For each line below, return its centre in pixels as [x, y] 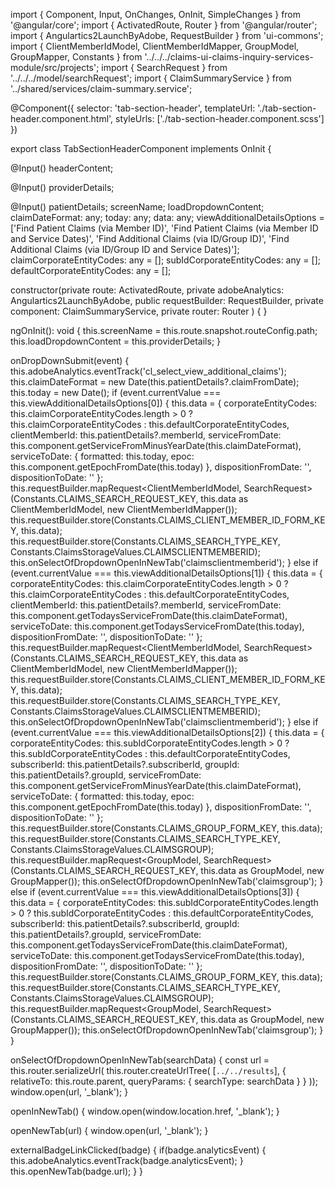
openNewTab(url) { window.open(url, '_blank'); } [109, 1130]
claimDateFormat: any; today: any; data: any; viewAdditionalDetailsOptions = [167, 217]
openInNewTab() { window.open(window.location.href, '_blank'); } [145, 1111]
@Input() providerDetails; [62, 187]
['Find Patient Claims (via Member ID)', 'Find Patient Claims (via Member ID [164, 228]
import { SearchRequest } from [164, 67]
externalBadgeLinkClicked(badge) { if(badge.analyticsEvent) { [138, 1150]
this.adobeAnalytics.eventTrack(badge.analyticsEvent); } [127, 1160]
